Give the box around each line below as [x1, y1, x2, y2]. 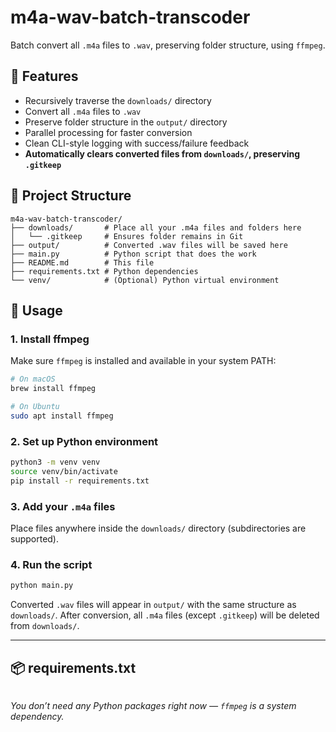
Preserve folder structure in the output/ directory [24, 116, 228, 128]
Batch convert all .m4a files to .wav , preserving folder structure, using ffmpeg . [10, 39, 326, 51]
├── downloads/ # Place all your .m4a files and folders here [10, 222, 302, 233]
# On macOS [10, 374, 56, 385]
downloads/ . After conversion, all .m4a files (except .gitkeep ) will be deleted [10, 609, 320, 621]
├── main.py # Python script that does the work [10, 249, 257, 259]
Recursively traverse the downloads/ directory [24, 94, 212, 106]
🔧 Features [10, 68, 79, 85]
